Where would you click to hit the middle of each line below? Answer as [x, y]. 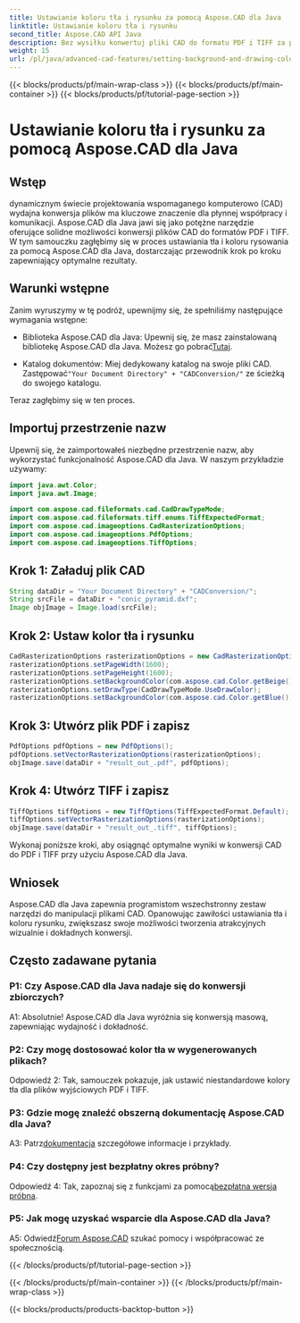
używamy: [28, 468]
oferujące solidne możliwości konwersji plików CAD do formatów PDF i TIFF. [149, 232]
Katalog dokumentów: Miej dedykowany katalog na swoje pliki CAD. [147, 364]
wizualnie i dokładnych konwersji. [71, 932]
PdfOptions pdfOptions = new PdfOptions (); [92, 746]
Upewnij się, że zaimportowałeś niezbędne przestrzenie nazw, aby [132, 450]
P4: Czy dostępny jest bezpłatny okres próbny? [114, 1167]
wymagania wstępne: [48, 319]
